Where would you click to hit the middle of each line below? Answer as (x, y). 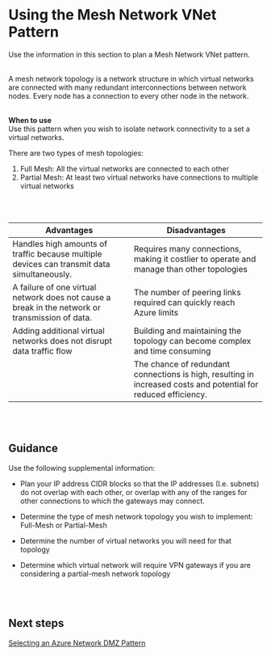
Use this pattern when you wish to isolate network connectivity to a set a (129, 129)
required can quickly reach (184, 303)
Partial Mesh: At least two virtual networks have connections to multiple (139, 177)
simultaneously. (42, 274)
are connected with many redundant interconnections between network (128, 87)
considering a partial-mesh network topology (95, 573)
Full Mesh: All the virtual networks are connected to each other (125, 168)
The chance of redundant (182, 364)
